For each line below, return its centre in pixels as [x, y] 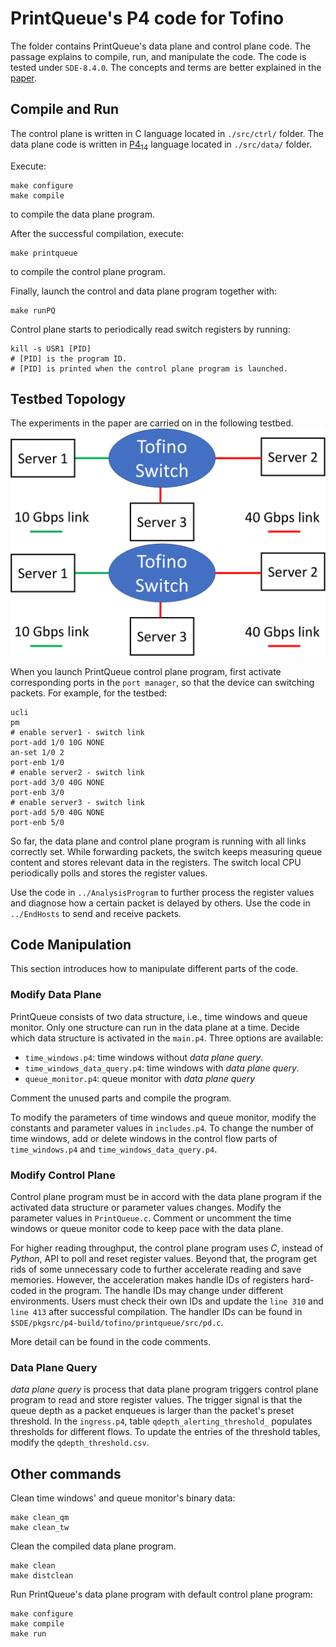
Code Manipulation [71, 945]
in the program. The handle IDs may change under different [161, 1291]
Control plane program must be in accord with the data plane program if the [166, 1197]
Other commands [66, 1473]
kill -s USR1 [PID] [51, 348]
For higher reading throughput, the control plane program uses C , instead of [167, 1248]
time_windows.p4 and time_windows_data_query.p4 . [114, 1149]
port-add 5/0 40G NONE [57, 812]
